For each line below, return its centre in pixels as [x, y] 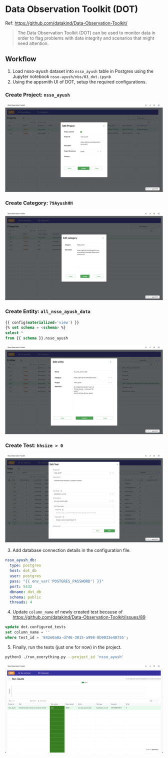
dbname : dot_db [25, 592]
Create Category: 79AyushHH [39, 203]
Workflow [21, 59]
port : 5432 [21, 586]
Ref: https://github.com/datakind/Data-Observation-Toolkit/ [66, 23]
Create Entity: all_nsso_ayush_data [48, 311]
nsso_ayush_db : [21, 560]
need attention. [33, 43]
